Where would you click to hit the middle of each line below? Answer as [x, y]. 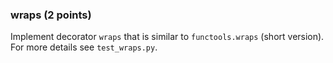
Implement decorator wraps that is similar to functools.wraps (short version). [167, 37]
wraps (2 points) [51, 15]
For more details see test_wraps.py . [84, 47]
